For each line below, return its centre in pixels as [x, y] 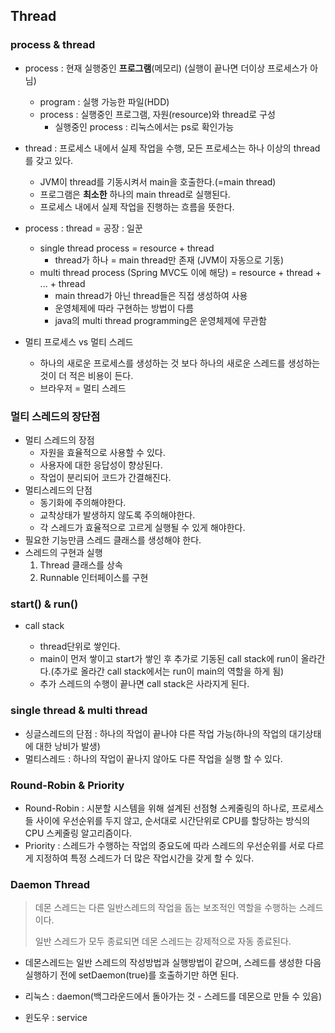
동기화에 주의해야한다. [83, 502]
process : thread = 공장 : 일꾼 [83, 228]
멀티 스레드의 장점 [59, 440]
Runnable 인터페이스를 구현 [94, 577]
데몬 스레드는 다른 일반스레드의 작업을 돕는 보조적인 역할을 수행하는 [165, 908]
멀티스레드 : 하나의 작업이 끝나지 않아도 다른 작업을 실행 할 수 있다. [153, 758]
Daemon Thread [50, 884]
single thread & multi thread [79, 711]
